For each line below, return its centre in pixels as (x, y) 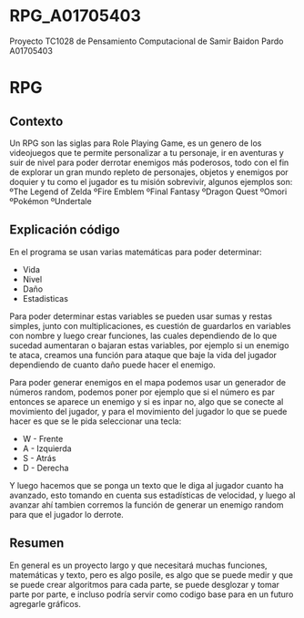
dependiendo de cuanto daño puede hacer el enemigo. (112, 365)
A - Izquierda (47, 448)
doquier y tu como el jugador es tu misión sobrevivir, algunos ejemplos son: (151, 181)
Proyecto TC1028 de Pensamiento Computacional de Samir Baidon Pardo (147, 41)
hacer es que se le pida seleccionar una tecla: (96, 421)
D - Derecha (46, 468)
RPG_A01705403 (75, 16)
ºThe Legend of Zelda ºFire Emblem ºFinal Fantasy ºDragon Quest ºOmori (148, 191)
